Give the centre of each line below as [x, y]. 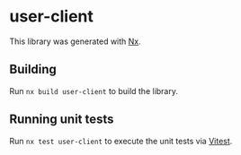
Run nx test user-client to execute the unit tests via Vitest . [121, 141]
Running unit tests [62, 120]
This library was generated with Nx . [75, 41]
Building [33, 69]
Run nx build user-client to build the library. [94, 90]
